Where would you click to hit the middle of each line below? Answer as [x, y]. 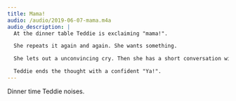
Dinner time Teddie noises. [46, 91]
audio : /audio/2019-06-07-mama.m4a [59, 20]
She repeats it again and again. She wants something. [96, 46]
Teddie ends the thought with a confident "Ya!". [87, 72]
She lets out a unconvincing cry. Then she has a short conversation [117, 59]
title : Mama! [26, 14]
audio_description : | [39, 27]
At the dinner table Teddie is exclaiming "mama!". [91, 33]
